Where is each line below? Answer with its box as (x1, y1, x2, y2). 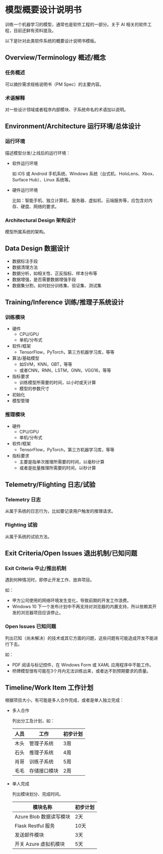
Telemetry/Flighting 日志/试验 (5, 480, 96, 489)
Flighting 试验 (5, 521, 38, 528)
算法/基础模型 (12, 356, 40, 361)
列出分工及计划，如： (12, 718, 55, 724)
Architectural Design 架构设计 (5, 217, 76, 224)
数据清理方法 (12, 264, 38, 270)
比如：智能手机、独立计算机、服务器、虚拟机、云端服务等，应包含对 (12, 197, 148, 203)
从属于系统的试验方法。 (5, 534, 52, 539)
